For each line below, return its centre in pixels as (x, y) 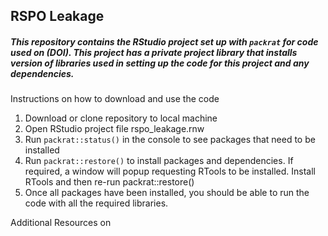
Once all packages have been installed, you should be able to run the (167, 193)
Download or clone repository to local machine (121, 118)
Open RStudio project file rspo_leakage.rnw (114, 129)
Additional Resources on (61, 223)
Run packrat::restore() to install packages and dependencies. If (159, 161)
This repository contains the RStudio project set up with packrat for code (164, 41)
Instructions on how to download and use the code (115, 99)
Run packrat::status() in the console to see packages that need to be (170, 140)
